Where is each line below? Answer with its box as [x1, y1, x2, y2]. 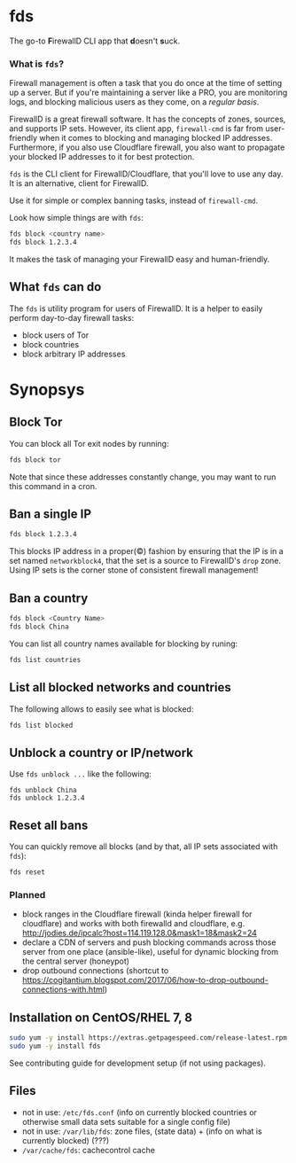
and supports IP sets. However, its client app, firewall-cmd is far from [9, 123, 264, 134]
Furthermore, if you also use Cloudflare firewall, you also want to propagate [9, 142, 285, 152]
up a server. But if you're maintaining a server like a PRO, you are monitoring [9, 87, 288, 98]
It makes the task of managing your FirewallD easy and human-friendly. [9, 254, 270, 264]
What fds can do [9, 279, 102, 294]
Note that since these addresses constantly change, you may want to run [9, 472, 277, 482]
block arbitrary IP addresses [21, 348, 126, 359]
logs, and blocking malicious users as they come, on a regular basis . [9, 97, 260, 107]
